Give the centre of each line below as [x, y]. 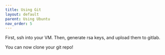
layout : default [22, 14]
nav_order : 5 [19, 24]
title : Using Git [23, 10]
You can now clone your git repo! [39, 47]
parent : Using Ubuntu [28, 19]
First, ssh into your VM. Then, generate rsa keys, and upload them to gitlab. [83, 38]
